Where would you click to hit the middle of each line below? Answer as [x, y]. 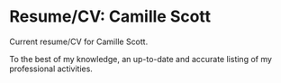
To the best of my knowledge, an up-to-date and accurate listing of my [141, 59]
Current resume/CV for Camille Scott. [79, 41]
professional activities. [51, 69]
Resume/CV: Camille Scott [110, 17]
